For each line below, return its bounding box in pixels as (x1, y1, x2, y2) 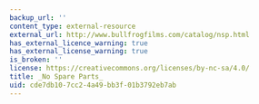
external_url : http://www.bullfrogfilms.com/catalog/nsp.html (9, 30, 250, 39)
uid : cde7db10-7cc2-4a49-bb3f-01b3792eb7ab (9, 80, 177, 90)
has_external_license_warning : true (9, 47, 148, 56)
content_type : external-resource (9, 22, 136, 31)
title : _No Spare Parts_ (9, 72, 104, 81)
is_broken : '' (9, 55, 64, 64)
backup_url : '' (9, 13, 67, 23)
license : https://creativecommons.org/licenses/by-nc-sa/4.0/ (9, 64, 250, 73)
